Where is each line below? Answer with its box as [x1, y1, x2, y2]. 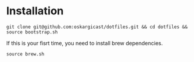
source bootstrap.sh [6, 29, 59, 35]
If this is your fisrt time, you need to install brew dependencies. [6, 39, 163, 46]
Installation [6, 4, 64, 18]
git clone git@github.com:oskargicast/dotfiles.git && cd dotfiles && [6, 24, 188, 30]
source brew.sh [6, 51, 45, 57]
